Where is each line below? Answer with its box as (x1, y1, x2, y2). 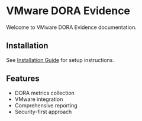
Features (6, 74, 40, 84)
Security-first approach (14, 108, 72, 115)
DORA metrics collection (14, 89, 75, 96)
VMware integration (14, 96, 63, 103)
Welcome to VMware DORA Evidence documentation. (6, 24, 137, 31)
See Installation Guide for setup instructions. (6, 56, 114, 63)
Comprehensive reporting (14, 102, 78, 109)
